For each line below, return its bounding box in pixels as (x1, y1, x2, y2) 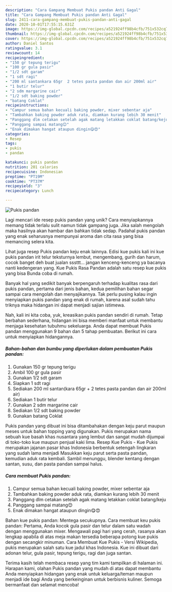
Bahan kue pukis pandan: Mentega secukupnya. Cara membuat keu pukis (5, 517, 161, 523)
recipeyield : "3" (5, 183, 42, 189)
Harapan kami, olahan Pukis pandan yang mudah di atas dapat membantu (5, 565, 161, 571)
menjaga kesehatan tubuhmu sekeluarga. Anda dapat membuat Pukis (5, 323, 152, 329)
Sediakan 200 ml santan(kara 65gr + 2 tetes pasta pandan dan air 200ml (12, 385, 166, 392)
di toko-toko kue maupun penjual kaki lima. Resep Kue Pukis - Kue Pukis (5, 439, 158, 445)
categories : (5, 131, 31, 136)
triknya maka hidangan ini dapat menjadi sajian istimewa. (5, 302, 125, 308)
